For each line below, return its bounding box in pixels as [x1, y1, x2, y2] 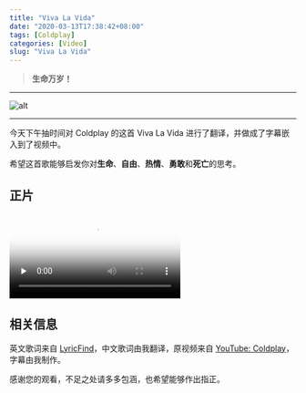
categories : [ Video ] [9, 38, 88, 48]
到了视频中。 [16, 139, 66, 150]
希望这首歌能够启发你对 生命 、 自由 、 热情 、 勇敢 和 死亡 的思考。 [9, 159, 241, 170]
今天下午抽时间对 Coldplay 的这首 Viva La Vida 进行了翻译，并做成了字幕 [9, 128, 282, 139]
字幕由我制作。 [9, 354, 66, 365]
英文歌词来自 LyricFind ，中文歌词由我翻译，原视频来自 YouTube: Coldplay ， [9, 343, 294, 354]
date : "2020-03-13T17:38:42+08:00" [9, 22, 145, 31]
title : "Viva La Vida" [9, 13, 96, 23]
